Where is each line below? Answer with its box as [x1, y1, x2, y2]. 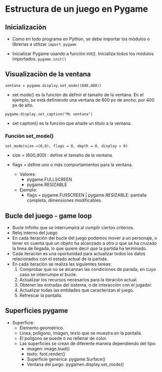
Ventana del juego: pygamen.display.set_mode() [26, 361, 124, 367]
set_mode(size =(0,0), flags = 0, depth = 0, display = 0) [5, 144, 128, 149]
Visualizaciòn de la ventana [5, 70, 91, 79]
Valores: [19, 171, 36, 177]
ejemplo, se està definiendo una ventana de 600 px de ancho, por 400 [12, 97, 155, 103]
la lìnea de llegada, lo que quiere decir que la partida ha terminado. [12, 245, 147, 251]
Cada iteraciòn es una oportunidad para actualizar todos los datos [12, 250, 146, 256]
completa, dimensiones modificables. [26, 197, 102, 203]
